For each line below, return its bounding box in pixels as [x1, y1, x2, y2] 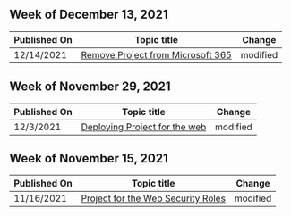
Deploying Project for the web [81, 120, 207, 133]
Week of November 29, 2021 [9, 79, 172, 95]
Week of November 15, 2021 [9, 151, 168, 166]
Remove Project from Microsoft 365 [81, 48, 233, 61]
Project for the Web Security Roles [81, 192, 227, 204]
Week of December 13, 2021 [9, 7, 168, 22]
